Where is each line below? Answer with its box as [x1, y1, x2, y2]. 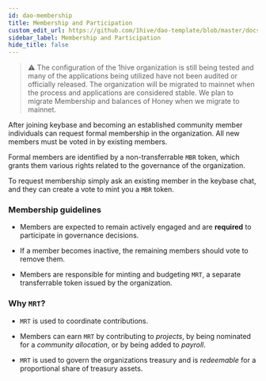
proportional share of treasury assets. [19, 364, 143, 373]
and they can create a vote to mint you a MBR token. [8, 185, 174, 194]
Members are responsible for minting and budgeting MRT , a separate [19, 270, 241, 280]
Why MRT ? [8, 298, 46, 309]
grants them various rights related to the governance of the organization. [8, 161, 245, 170]
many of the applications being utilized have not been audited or [27, 71, 237, 81]
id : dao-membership [8, 11, 73, 20]
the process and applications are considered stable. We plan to [27, 88, 234, 97]
